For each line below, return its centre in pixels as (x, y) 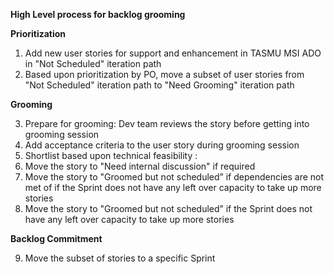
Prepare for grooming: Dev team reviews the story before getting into (167, 123)
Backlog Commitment (56, 238)
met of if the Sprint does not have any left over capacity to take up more (173, 187)
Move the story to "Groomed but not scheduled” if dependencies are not (174, 177)
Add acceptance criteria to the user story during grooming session (162, 145)
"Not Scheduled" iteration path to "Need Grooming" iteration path (159, 85)
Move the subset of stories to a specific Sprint (120, 258)
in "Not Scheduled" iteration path (93, 63)
